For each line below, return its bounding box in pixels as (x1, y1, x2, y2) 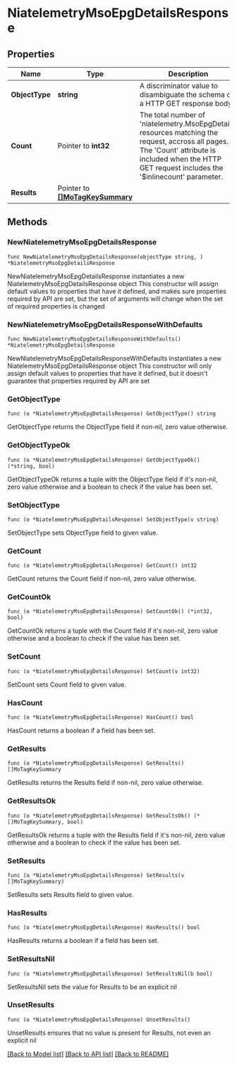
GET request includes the (139, 163, 224, 172)
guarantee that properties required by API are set (7, 376, 150, 385)
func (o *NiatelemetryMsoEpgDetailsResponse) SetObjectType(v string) (7, 516, 219, 523)
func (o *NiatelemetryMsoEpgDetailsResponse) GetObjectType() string (7, 410, 217, 417)
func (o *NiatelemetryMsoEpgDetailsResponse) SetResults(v (7, 871, 185, 879)
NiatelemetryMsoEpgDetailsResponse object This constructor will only (7, 362, 212, 370)
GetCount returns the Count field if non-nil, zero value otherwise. (7, 574, 196, 583)
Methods (7, 216, 48, 228)
